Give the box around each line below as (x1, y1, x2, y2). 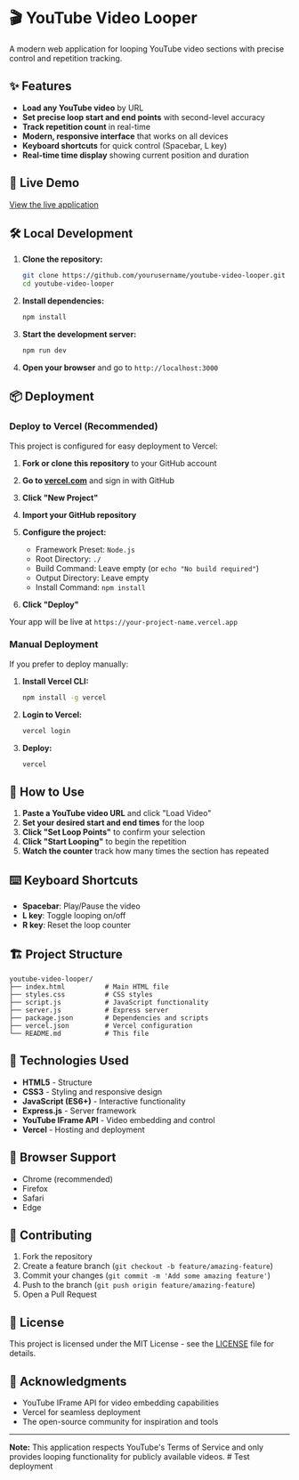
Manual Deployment (9, 638, 99, 651)
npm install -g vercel (21, 692, 107, 702)
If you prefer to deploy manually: (9, 659, 129, 669)
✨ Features (9, 78, 72, 94)
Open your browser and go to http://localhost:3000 (21, 362, 219, 373)
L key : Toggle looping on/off (21, 910, 126, 921)
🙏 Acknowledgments (9, 1373, 127, 1389)
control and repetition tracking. (9, 53, 123, 63)
